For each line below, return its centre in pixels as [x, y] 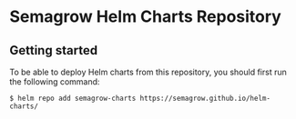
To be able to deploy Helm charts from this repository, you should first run [148, 72]
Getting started [54, 50]
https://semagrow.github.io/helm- [205, 98]
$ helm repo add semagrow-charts [73, 98]
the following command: [55, 82]
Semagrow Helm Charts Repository [146, 17]
